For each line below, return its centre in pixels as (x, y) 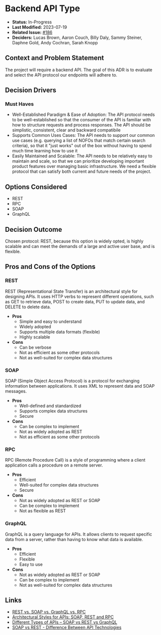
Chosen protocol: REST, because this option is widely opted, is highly (74, 241)
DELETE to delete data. (28, 307)
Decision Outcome (33, 229)
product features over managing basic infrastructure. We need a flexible (84, 167)
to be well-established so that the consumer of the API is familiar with (81, 120)
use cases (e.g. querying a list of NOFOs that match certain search (79, 140)
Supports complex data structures (53, 411)
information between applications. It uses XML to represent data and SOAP (80, 386)
